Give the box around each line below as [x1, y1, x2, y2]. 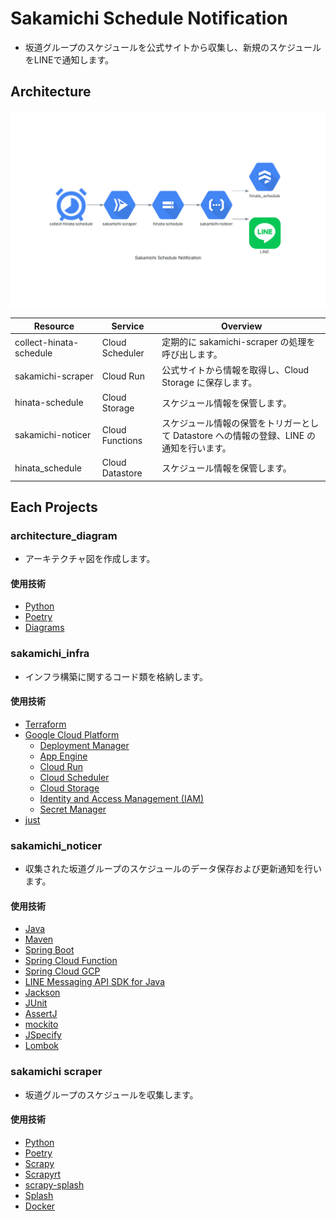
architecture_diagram [10, 528, 118, 542]
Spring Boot [24, 944, 75, 956]
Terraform [24, 718, 67, 730]
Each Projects [10, 498, 98, 516]
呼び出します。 [161, 348, 223, 360]
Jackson [24, 987, 61, 999]
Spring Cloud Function [24, 955, 118, 967]
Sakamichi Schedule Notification [10, 7, 289, 30]
